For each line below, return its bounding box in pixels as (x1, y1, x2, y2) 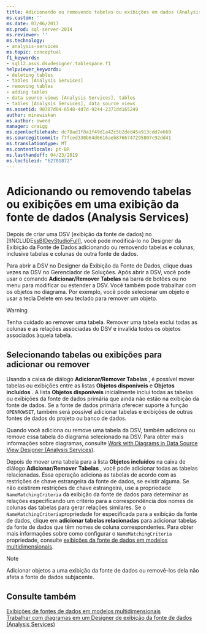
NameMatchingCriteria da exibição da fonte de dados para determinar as (6, 491, 189, 498)
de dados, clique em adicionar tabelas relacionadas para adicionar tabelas (6, 517, 197, 525)
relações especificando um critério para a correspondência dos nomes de (6, 497, 194, 505)
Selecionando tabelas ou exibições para (6, 349, 162, 360)
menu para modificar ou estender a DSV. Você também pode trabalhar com (6, 282, 197, 289)
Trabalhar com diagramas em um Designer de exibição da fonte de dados (6, 614, 193, 621)
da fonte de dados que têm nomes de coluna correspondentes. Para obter (6, 523, 194, 531)
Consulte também (6, 591, 77, 601)
